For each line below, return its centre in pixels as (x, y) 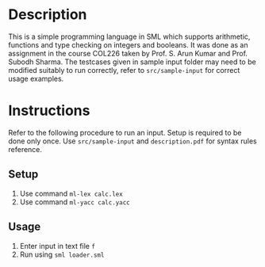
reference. (25, 149)
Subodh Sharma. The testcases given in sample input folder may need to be (132, 62)
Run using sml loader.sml (62, 254)
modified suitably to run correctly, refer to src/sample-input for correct (124, 70)
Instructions (49, 111)
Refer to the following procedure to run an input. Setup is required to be (125, 132)
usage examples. (36, 78)
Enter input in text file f (57, 246)
